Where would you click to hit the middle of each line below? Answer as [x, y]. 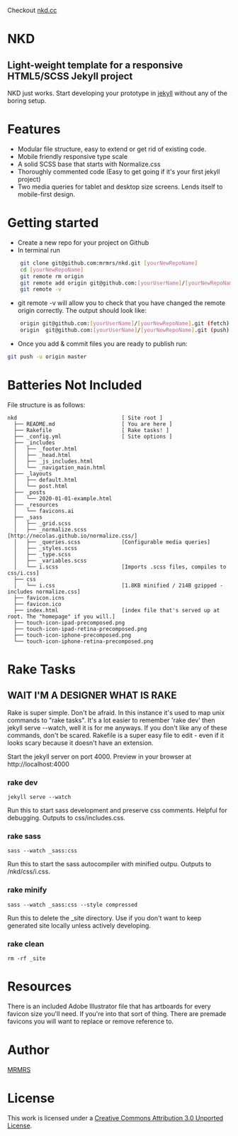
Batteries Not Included [75, 385]
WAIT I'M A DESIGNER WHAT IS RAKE [92, 696]
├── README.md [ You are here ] [93, 424]
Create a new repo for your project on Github [83, 242]
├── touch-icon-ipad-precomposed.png [69, 623]
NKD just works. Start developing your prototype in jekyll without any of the [118, 93]
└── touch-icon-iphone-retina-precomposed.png [84, 641]
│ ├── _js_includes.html [53, 461]
